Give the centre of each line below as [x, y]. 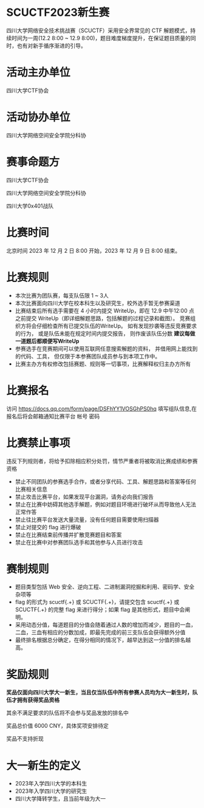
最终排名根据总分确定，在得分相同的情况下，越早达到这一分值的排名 [100, 640]
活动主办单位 [39, 73]
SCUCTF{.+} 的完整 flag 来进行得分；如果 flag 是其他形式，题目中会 [100, 610]
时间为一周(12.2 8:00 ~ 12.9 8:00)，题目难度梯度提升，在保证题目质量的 [101, 38]
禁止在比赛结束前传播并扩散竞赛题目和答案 [68, 535]
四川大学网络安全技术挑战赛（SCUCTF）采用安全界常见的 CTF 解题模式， [98, 30]
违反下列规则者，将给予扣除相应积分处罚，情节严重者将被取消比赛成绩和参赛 [102, 461]
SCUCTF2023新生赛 [58, 12]
